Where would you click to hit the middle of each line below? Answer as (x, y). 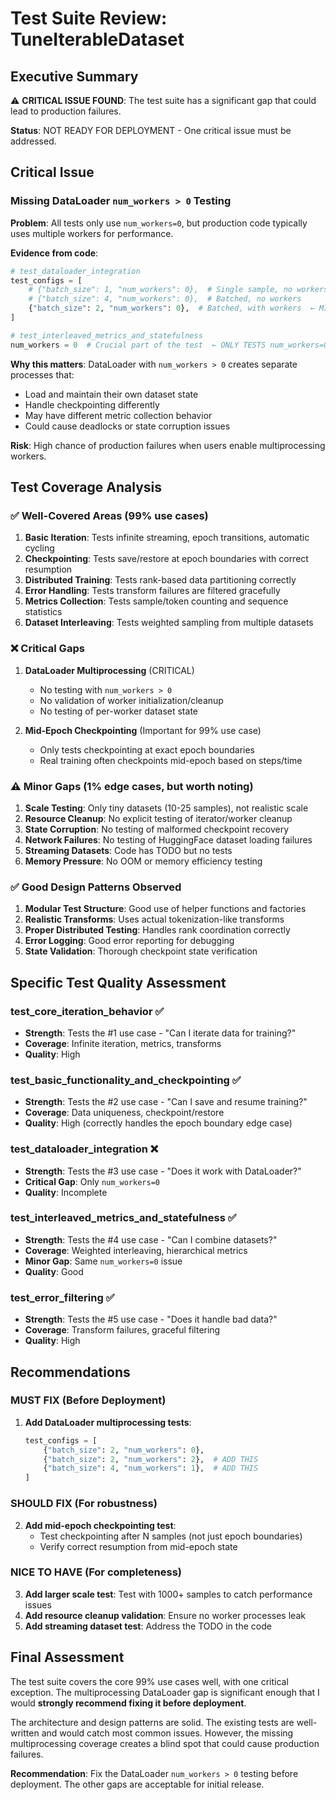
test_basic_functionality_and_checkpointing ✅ (126, 1080)
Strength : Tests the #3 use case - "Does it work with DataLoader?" (163, 1171)
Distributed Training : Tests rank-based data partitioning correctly (160, 580)
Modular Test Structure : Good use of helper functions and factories (165, 909)
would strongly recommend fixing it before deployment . (128, 1703)
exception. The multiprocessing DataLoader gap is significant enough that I (165, 1692)
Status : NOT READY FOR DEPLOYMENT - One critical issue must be (151, 130)
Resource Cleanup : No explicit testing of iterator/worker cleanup (158, 818)
